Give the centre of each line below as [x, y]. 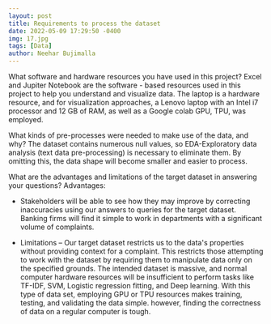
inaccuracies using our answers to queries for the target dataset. [128, 210]
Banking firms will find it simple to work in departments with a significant [141, 218]
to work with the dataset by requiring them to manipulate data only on [136, 260]
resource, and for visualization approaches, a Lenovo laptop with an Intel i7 [133, 102]
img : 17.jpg [28, 38]
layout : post [30, 16]
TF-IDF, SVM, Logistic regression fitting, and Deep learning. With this [135, 286]
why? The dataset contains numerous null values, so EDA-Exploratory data [133, 144]
